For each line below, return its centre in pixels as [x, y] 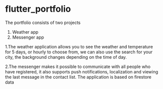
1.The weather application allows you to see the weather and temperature [79, 46]
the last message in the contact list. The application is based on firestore [78, 77]
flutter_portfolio [38, 9]
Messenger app [28, 37]
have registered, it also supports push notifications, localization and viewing [81, 71]
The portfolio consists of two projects [43, 22]
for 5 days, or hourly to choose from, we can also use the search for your [79, 52]
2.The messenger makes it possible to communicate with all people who [78, 67]
